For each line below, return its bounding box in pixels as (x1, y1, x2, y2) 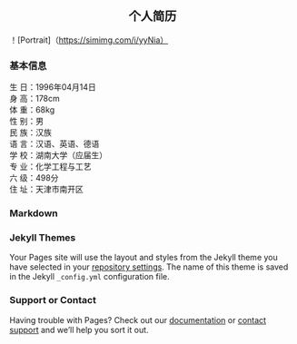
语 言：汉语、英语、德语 (9, 139, 100, 150)
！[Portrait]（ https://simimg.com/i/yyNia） (9, 34, 169, 45)
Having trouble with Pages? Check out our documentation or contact (9, 314, 266, 325)
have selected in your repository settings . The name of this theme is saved (9, 261, 289, 272)
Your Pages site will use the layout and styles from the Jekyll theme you (9, 252, 279, 263)
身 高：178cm (9, 93, 61, 104)
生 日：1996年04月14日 (9, 82, 97, 93)
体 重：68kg (9, 104, 55, 115)
